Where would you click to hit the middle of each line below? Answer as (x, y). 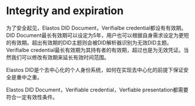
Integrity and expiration (65, 11)
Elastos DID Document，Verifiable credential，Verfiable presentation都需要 (97, 90)
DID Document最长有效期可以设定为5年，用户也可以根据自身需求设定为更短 (98, 35)
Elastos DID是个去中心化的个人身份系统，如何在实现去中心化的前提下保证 (95, 69)
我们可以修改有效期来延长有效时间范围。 (60, 57)
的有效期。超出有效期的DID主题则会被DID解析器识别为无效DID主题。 (89, 42)
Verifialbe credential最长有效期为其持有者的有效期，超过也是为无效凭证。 (95, 50)
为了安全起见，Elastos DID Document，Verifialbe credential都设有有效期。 (96, 28)
